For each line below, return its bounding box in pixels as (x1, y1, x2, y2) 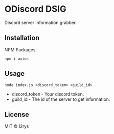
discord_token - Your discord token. (11, 91, 84, 97)
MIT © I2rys (4, 123, 29, 129)
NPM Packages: (4, 46, 37, 52)
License (4, 110, 29, 118)
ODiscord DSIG (4, 3, 67, 15)
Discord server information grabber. (4, 20, 77, 25)
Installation (4, 34, 40, 42)
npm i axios (4, 56, 29, 61)
